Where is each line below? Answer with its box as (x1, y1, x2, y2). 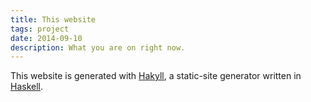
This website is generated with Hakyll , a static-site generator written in (10, 70, 302, 82)
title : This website (10, 14, 97, 25)
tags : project (10, 24, 70, 34)
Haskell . (10, 81, 44, 93)
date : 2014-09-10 (10, 33, 83, 43)
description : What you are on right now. (10, 42, 186, 53)
